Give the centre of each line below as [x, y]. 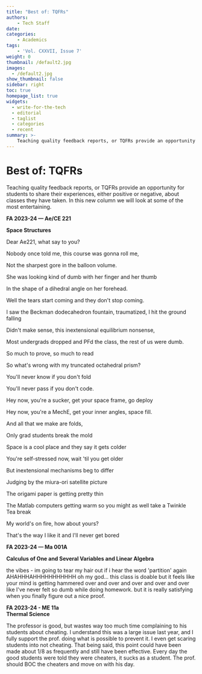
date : [13, 29]
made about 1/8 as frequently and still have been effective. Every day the [97, 651]
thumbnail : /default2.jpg [39, 62]
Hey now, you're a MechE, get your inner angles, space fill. [79, 412]
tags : [13, 46]
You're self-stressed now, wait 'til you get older [65, 459]
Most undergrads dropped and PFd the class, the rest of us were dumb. [95, 342]
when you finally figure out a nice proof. [56, 596]
